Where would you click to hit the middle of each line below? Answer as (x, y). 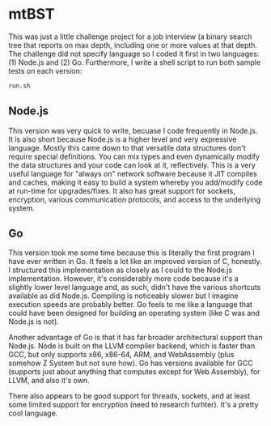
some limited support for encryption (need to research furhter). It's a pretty (133, 405)
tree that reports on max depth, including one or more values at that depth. (133, 45)
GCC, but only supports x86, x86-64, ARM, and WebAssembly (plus (121, 355)
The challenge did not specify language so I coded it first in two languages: (134, 53)
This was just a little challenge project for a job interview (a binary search (130, 36)
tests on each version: (45, 70)
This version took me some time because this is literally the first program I (131, 253)
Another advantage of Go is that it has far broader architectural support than (135, 338)
